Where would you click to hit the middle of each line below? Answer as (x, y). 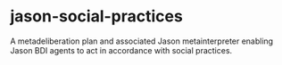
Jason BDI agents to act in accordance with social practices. (121, 50)
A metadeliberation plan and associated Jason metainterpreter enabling (142, 41)
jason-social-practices (97, 16)
